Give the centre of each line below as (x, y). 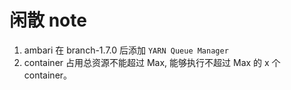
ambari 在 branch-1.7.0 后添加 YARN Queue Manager (126, 50)
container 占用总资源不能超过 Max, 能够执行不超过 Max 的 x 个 (152, 62)
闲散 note (48, 20)
